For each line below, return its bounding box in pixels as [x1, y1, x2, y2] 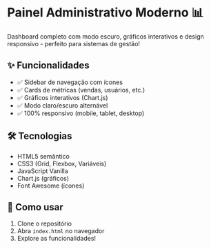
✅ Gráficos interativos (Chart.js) [17, 93, 108, 101]
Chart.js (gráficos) [17, 174, 70, 182]
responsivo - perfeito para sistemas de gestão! [7, 39, 140, 48]
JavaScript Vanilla [17, 166, 69, 175]
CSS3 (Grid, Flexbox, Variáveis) [17, 159, 107, 168]
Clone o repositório [17, 219, 72, 228]
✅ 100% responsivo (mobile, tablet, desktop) [17, 109, 145, 117]
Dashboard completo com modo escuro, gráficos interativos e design [7, 32, 205, 41]
